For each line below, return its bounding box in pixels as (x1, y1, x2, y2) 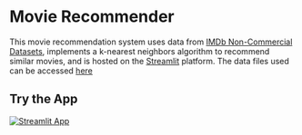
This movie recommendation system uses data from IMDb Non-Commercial (9, 36, 293, 47)
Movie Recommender (9, 6, 175, 27)
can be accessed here (9, 65, 93, 76)
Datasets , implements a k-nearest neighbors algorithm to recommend (9, 45, 270, 56)
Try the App (9, 92, 78, 107)
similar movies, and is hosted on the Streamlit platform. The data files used (9, 55, 289, 66)
